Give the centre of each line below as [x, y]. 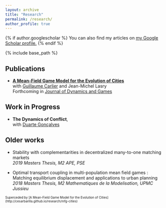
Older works [25, 140]
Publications [25, 69]
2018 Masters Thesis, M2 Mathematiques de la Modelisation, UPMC [83, 183]
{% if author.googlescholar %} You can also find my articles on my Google [82, 38]
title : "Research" [24, 14]
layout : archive [22, 10]
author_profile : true [28, 24]
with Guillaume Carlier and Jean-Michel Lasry [59, 86]
